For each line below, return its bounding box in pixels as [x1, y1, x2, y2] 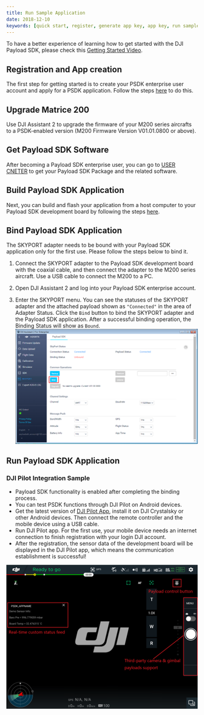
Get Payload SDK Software [6, 145, 109, 155]
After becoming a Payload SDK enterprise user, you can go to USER [6, 161, 176, 168]
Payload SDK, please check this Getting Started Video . [6, 46, 143, 54]
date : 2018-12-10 [6, 16, 50, 23]
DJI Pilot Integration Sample [6, 474, 90, 482]
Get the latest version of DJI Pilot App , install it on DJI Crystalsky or [15, 507, 184, 515]
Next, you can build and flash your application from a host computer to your [6, 201, 196, 208]
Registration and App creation [6, 64, 123, 74]
